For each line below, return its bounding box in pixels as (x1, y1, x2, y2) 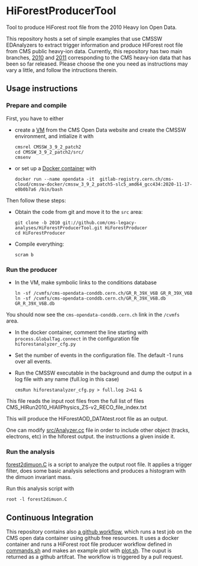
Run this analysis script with (6, 485, 74, 492)
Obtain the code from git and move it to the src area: (14, 208, 143, 215)
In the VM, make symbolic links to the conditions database (14, 279, 157, 286)
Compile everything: (14, 240, 64, 248)
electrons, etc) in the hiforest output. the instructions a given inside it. (6, 432, 176, 440)
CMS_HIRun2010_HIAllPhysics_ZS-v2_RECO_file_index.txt (6, 404, 147, 411)
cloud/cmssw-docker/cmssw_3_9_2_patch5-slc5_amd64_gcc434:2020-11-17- (14, 181, 193, 187)
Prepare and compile (6, 102, 67, 110)
